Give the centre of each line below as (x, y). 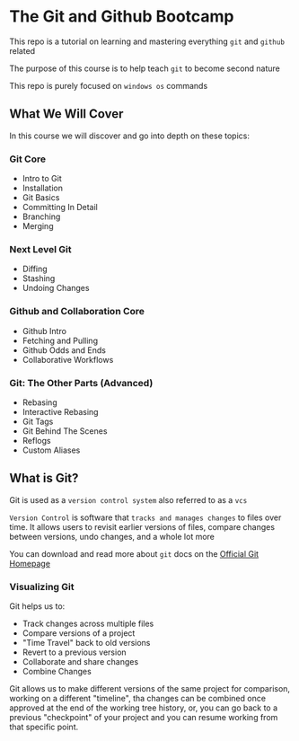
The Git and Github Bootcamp (122, 17)
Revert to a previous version (75, 652)
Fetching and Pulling (60, 340)
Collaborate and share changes (80, 662)
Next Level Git (40, 249)
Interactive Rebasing (60, 411)
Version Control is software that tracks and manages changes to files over (145, 517)
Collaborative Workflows (68, 359)
